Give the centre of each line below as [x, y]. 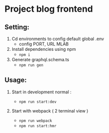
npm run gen [31, 65]
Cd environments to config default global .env [58, 39]
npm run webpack [35, 121]
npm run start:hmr [38, 126]
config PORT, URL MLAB [44, 44]
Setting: [17, 27]
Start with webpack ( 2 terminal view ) [50, 111]
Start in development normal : [42, 92]
